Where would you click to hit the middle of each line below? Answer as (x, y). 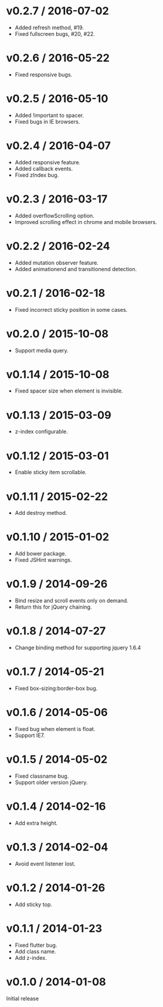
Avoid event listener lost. (45, 864)
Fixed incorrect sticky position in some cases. (71, 309)
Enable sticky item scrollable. (51, 472)
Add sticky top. (33, 904)
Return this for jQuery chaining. (53, 607)
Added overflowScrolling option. (54, 216)
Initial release (22, 998)
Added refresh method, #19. (49, 27)
